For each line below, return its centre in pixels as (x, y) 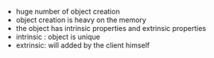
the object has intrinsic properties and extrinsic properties (111, 28)
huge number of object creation (68, 12)
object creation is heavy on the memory (81, 20)
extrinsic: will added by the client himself (83, 45)
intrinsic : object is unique (58, 37)
